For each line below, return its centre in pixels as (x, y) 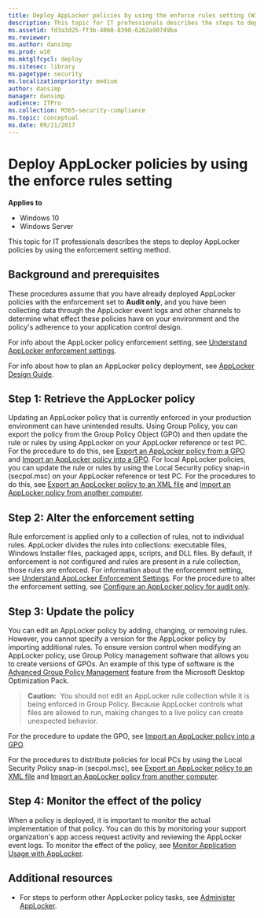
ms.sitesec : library (42, 67)
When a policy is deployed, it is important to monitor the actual (109, 820)
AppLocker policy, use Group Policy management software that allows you (128, 655)
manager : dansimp (37, 96)
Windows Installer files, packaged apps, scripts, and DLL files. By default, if (130, 553)
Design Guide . (31, 374)
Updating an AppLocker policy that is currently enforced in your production (130, 418)
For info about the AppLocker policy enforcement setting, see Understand (128, 342)
